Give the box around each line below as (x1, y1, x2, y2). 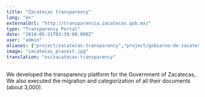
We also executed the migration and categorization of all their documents (6, 77, 191, 84)
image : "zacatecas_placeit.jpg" (6, 48, 88, 55)
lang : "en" (6, 15, 34, 21)
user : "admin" (6, 37, 43, 43)
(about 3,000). (6, 83, 43, 91)
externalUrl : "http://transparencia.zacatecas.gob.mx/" (6, 20, 151, 26)
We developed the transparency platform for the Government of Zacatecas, (6, 70, 196, 78)
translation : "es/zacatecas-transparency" (6, 54, 116, 60)
